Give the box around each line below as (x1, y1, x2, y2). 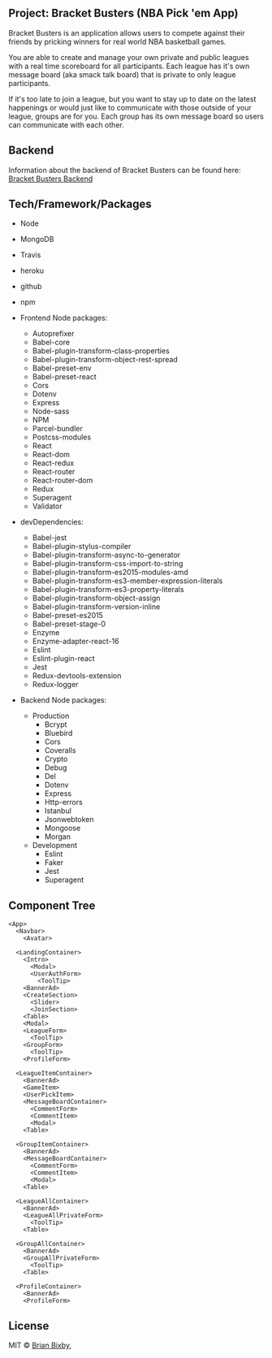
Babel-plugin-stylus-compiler (32, 542, 132, 551)
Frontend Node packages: (19, 313, 108, 323)
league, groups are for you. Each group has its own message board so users (8, 111, 264, 121)
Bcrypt (44, 720, 67, 729)
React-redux (32, 458, 75, 468)
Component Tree (8, 898, 96, 912)
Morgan (44, 832, 71, 841)
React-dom (32, 450, 71, 460)
